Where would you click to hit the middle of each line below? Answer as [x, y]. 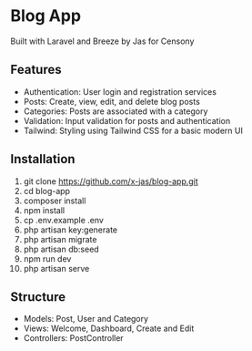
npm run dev [47, 258]
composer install [55, 201]
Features [36, 70]
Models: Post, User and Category [86, 319]
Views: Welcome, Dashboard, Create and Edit [109, 328]
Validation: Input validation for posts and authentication [127, 120]
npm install [44, 210]
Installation [43, 159]
